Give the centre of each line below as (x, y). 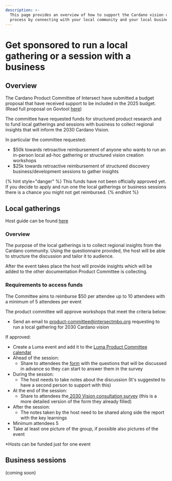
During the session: (33, 374)
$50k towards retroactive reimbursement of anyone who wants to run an (89, 150)
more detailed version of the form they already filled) (76, 401)
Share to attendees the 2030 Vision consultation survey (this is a (89, 396)
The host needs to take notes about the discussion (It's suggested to (93, 379)
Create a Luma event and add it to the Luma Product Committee (80, 347)
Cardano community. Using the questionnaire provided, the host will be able (85, 251)
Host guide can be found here (37, 221)
